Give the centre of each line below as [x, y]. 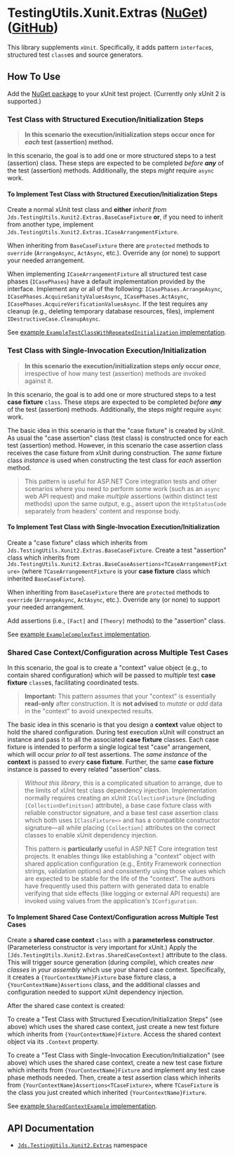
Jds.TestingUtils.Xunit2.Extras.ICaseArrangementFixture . [93, 232]
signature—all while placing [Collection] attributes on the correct [120, 828]
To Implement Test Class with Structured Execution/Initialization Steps [112, 194]
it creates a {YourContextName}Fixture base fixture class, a [92, 977]
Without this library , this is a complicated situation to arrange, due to [123, 783]
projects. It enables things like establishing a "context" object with [120, 856]
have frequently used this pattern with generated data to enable [116, 886]
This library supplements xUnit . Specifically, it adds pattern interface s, [110, 47]
